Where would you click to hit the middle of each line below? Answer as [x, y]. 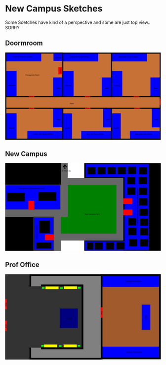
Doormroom [24, 43]
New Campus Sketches [54, 9]
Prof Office [22, 265]
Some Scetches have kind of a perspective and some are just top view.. [78, 22]
